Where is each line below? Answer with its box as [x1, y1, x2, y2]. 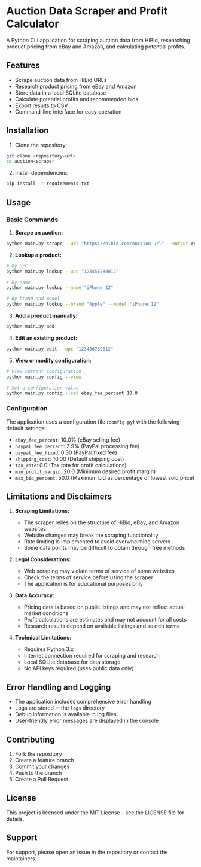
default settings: [6, 424, 47, 431]
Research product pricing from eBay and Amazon [14, 83, 137, 90]
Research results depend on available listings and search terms [23, 622, 180, 629]
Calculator [6, 17, 59, 31]
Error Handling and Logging [6, 682, 111, 692]
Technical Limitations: [14, 634, 72, 641]
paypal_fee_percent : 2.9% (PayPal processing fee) [14, 442, 140, 449]
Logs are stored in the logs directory [14, 704, 105, 711]
